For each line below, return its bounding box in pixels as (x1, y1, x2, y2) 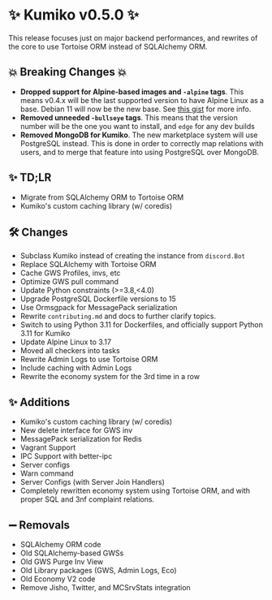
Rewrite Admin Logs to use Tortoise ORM (19, 355, 158, 365)
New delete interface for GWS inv (19, 425, 133, 435)
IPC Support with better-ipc (19, 451, 113, 461)
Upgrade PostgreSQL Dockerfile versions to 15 (19, 294, 176, 304)
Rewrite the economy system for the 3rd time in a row (19, 372, 201, 382)
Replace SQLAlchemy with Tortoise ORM (19, 260, 157, 270)
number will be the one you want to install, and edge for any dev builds (19, 121, 256, 131)
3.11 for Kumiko (19, 329, 71, 339)
